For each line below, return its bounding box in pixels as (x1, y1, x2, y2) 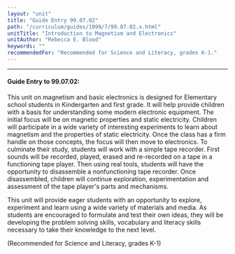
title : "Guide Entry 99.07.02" (7, 17, 99, 24)
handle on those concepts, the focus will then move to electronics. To (7, 138, 208, 146)
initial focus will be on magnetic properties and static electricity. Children (7, 115, 217, 124)
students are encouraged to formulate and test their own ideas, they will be (7, 211, 224, 219)
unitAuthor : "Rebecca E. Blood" (7, 36, 101, 43)
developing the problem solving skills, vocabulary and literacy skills (7, 218, 201, 227)
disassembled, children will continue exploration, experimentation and (7, 175, 209, 183)
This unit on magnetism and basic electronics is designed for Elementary (7, 93, 218, 101)
